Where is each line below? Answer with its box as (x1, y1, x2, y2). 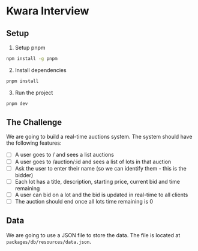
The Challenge (6, 117, 62, 127)
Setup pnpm (14, 44, 46, 51)
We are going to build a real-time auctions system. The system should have (6, 133, 193, 141)
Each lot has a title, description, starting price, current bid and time (14, 178, 180, 185)
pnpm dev (6, 100, 28, 106)
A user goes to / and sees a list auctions (14, 151, 114, 159)
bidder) (14, 171, 34, 178)
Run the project (14, 89, 53, 96)
